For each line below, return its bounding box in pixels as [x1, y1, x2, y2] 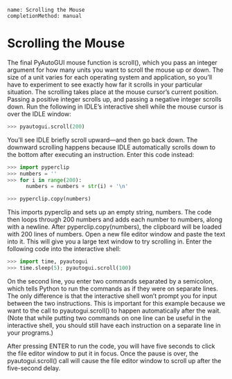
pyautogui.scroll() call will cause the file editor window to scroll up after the [7, 356, 222, 364]
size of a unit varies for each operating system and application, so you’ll [7, 73, 213, 81]
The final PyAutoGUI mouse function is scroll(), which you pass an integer [7, 58, 218, 66]
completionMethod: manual [7, 12, 82, 19]
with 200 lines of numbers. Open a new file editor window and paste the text [7, 230, 226, 239]
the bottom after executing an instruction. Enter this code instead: [7, 150, 195, 158]
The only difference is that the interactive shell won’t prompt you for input [7, 291, 217, 300]
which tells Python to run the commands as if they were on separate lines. [7, 284, 218, 293]
